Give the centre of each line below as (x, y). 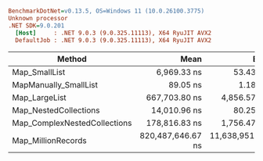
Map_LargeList (39, 98)
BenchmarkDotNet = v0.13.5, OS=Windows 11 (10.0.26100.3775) (106, 11)
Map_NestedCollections (56, 110)
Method (72, 59)
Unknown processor (38, 18)
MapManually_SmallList (55, 85)
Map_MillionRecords (50, 141)
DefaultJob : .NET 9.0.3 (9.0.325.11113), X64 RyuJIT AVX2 (113, 40)
